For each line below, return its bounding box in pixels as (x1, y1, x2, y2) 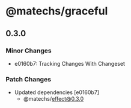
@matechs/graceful (5, 4, 108, 18)
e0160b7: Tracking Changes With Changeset (14, 60, 126, 67)
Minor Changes (5, 46, 52, 55)
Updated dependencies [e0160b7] (14, 89, 100, 96)
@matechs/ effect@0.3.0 (23, 95, 84, 103)
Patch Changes (5, 75, 52, 83)
